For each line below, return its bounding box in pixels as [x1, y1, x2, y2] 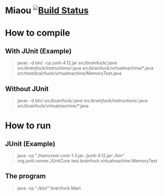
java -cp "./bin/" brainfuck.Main [17, 185, 81, 191]
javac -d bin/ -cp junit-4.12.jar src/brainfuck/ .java [17, 60, 117, 66]
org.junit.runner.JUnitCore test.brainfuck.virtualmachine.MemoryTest [17, 158, 158, 164]
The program [5, 172, 46, 180]
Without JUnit [5, 84, 49, 93]
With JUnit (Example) [5, 47, 72, 55]
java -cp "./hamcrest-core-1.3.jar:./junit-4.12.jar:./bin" [17, 153, 125, 158]
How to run [5, 120, 51, 131]
